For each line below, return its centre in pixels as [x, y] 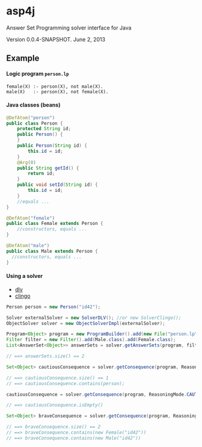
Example [23, 58]
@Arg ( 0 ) [26, 162]
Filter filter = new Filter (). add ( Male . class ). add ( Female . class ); [91, 340]
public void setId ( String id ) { [57, 185]
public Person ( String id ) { [52, 146]
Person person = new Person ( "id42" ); [54, 307]
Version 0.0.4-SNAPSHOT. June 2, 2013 [56, 39]
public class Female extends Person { [55, 224]
